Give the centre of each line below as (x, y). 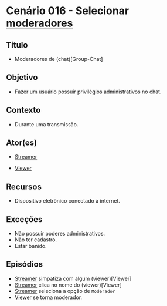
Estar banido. (30, 246)
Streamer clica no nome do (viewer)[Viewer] (68, 285)
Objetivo (22, 78)
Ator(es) (22, 143)
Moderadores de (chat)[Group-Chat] (59, 59)
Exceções (24, 219)
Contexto (23, 110)
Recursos (24, 186)
